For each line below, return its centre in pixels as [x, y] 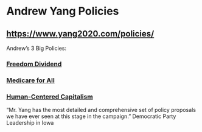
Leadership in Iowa [30, 123]
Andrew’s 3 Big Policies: [37, 48]
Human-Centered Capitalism [50, 97]
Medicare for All [30, 80]
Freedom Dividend [34, 64]
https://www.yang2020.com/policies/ [80, 34]
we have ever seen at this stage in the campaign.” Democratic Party [91, 116]
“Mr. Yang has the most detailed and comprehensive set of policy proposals [101, 110]
